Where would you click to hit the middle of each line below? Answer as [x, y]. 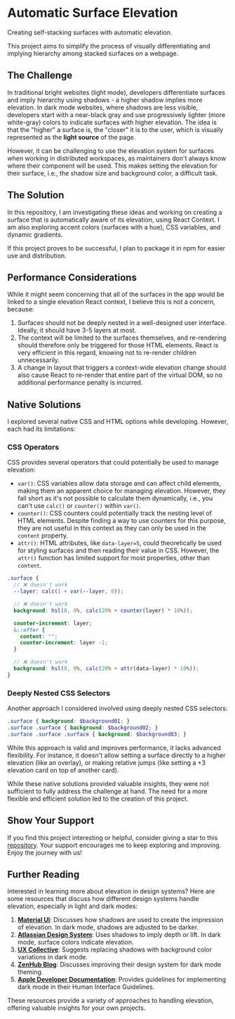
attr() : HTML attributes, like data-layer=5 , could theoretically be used [120, 543]
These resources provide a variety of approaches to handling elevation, [110, 1001]
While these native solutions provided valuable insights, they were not [108, 783]
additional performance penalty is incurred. [80, 382]
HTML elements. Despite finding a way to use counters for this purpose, [121, 521]
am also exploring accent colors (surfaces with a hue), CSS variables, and [114, 227]
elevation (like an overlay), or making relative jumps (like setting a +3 [106, 762]
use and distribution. [37, 255]
